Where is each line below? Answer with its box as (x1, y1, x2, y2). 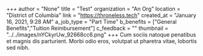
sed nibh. (6, 44, 30, 51)
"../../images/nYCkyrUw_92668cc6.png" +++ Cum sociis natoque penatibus (6, 31, 196, 38)
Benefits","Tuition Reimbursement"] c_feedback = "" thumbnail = (6, 24, 169, 32)
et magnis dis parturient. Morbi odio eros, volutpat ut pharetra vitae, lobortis (6, 38, 197, 44)
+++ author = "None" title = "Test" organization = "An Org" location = (6, 5, 181, 12)
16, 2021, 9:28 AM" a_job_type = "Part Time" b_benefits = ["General (6, 18, 177, 25)
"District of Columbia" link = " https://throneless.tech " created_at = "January (6, 12, 197, 19)
